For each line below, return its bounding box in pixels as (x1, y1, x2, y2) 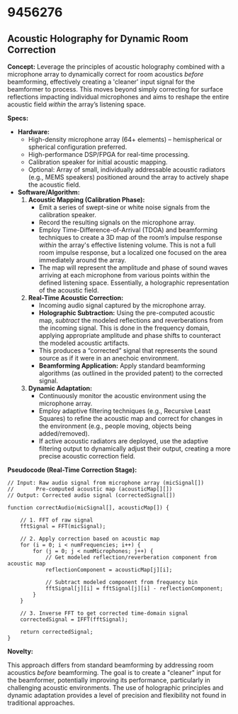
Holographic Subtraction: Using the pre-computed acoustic (38, 309, 215, 317)
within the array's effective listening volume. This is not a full (38, 241, 216, 249)
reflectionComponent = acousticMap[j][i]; (45, 566, 173, 573)
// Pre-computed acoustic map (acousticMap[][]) (7, 485, 173, 493)
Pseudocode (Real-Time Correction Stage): (7, 466, 137, 474)
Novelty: (7, 647, 34, 655)
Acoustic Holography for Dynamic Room (7, 33, 189, 45)
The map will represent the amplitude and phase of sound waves (38, 263, 228, 272)
